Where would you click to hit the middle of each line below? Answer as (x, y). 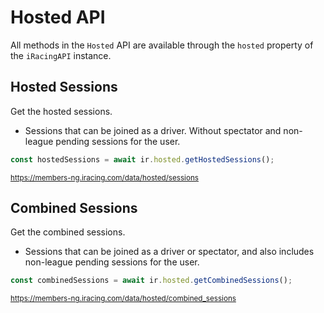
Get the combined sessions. (68, 232)
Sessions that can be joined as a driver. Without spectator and (153, 130)
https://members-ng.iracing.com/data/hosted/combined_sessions (123, 299)
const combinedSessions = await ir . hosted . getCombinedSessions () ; (151, 281)
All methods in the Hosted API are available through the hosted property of (162, 45)
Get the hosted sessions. (61, 111)
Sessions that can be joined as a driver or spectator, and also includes (169, 252)
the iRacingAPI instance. (61, 55)
